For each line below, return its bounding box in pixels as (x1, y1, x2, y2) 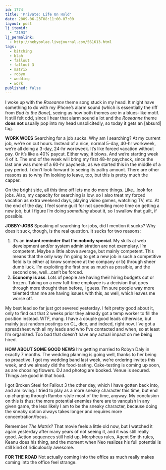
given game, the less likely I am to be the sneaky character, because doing (5, 403, 158, 409)
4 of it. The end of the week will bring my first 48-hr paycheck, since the (5, 156, 154, 162)
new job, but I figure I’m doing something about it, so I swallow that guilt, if (5, 208, 157, 213)
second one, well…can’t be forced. (12, 269, 83, 275)
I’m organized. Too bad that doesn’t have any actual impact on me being (5, 331, 153, 337)
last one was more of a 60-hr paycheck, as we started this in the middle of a (5, 161, 161, 167)
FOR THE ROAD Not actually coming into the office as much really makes (5, 454, 155, 460)
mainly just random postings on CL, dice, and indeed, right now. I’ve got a (5, 320, 155, 327)
